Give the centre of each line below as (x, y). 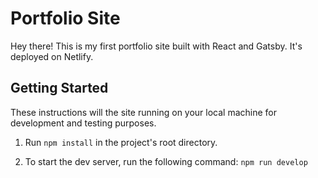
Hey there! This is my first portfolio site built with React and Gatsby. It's (156, 46)
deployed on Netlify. (52, 56)
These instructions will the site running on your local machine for (144, 112)
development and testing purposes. (83, 123)
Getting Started (59, 88)
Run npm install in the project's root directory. (121, 142)
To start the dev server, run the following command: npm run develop (166, 161)
